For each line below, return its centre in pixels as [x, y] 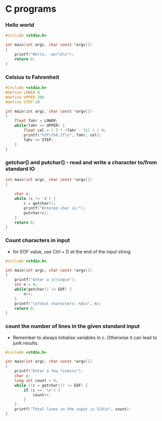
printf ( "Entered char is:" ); [55, 208]
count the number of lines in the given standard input [73, 326]
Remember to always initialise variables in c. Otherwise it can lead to [85, 337]
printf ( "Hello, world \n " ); [44, 54]
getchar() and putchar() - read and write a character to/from [81, 163]
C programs [31, 9]
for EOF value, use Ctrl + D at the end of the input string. [72, 251]
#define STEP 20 [22, 102]
